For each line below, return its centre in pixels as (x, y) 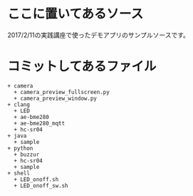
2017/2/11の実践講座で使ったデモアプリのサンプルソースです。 (99, 35)
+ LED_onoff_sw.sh (41, 185)
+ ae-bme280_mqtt (40, 123)
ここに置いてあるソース (75, 14)
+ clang (19, 104)
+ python (20, 148)
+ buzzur (27, 154)
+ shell (19, 173)
